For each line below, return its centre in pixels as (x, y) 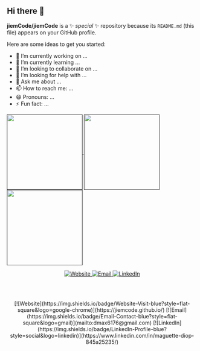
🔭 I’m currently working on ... (51, 55)
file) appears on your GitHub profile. (52, 32)
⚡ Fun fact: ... (32, 104)
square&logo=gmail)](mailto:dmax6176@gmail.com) (87, 323)
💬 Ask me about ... (38, 81)
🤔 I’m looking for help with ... (51, 75)
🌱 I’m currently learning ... (48, 62)
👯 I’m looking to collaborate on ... (56, 68)
